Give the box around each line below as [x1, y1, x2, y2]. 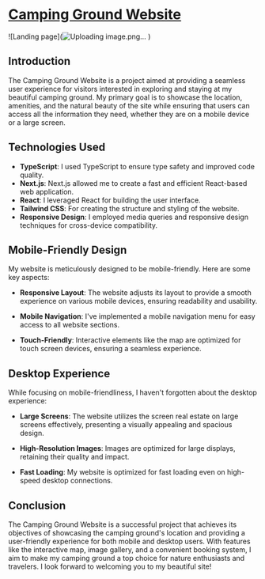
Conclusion [8, 498, 66, 512]
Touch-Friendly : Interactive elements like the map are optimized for [19, 335, 241, 345]
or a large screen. [8, 117, 66, 127]
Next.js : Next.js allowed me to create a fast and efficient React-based [19, 178, 248, 187]
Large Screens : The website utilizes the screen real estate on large [19, 411, 239, 421]
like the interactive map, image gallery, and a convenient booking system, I [8, 545, 252, 554]
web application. [19, 187, 74, 196]
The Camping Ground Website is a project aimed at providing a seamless [8, 75, 246, 85]
